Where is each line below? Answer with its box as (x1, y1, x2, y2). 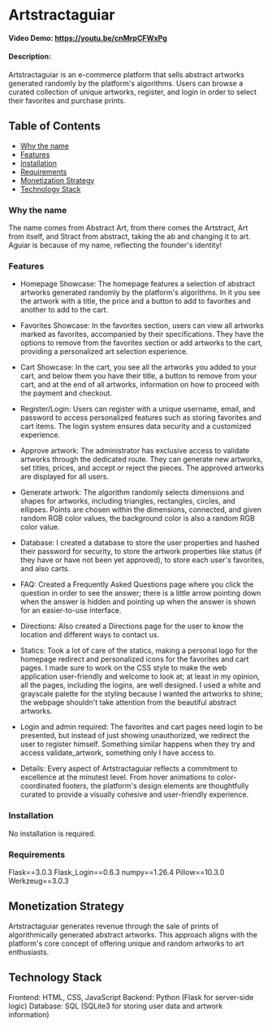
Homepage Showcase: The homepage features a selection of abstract (19, 279, 256, 289)
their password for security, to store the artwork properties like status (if (19, 547, 262, 557)
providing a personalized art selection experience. (19, 347, 188, 356)
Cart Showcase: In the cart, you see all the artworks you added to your (19, 362, 257, 372)
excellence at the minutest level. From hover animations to (19, 772, 215, 782)
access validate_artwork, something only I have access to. (19, 748, 216, 758)
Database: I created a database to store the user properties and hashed (19, 538, 260, 548)
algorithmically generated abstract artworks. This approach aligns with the (8, 929, 258, 939)
